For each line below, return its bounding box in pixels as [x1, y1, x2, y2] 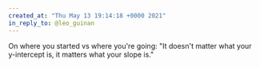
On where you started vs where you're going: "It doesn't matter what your [8, 41, 252, 50]
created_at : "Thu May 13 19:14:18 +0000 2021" [8, 11, 166, 20]
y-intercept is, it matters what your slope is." [8, 49, 154, 59]
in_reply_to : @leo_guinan [8, 19, 94, 27]
